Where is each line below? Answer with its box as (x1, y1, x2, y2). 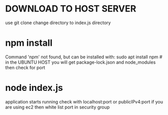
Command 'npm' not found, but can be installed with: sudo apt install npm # (5, 54, 162, 60)
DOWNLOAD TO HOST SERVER (5, 3, 137, 15)
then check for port (5, 64, 45, 70)
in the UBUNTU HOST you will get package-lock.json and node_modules (5, 59, 156, 65)
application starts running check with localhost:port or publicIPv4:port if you (5, 98, 163, 104)
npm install (5, 37, 53, 49)
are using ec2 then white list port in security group (5, 104, 110, 110)
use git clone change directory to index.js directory (5, 20, 111, 26)
